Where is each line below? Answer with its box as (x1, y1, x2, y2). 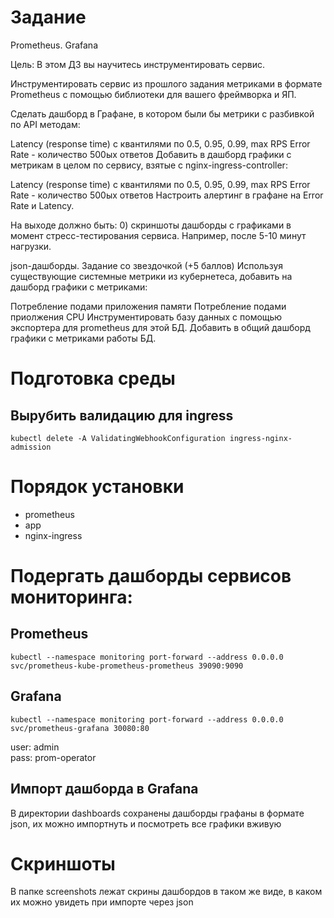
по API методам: (10, 118, 81, 130)
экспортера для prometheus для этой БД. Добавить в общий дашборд (10, 321, 311, 333)
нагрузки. (10, 240, 52, 252)
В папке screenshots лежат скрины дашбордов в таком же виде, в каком (10, 886, 323, 898)
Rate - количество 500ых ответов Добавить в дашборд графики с (10, 148, 292, 160)
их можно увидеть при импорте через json (10, 896, 194, 908)
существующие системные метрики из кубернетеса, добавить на (10, 270, 293, 282)
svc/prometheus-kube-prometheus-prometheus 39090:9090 (10, 661, 244, 671)
